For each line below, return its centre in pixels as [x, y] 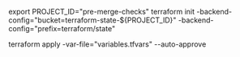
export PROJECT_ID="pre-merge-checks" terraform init [102, 12]
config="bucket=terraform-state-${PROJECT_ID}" [92, 20]
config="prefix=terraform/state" [62, 28]
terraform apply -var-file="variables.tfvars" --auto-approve [107, 44]
